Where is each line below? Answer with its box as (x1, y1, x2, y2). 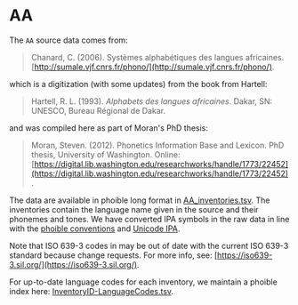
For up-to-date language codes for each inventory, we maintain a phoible (9, 277, 278, 287)
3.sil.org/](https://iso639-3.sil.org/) (9, 259, 138, 269)
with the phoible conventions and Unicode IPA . (9, 223, 181, 234)
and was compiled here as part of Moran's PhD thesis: (9, 122, 209, 133)
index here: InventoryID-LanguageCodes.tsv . (9, 285, 174, 296)
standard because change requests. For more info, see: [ (9, 250, 218, 261)
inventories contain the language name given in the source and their (9, 204, 259, 214)
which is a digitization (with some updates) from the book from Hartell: (9, 78, 268, 89)
